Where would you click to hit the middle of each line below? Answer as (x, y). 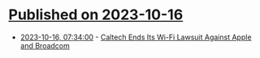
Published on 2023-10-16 (96, 15)
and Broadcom (45, 45)
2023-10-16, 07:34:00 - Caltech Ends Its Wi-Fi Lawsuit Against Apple (136, 37)
